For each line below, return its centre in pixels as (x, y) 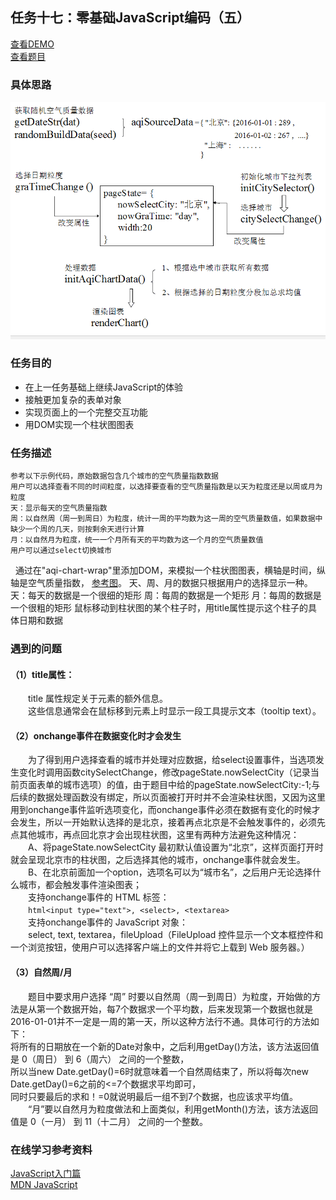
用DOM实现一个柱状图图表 (79, 424)
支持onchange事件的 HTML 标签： (98, 897)
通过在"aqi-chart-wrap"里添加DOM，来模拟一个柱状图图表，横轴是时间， (165, 570)
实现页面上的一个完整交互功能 (86, 412)
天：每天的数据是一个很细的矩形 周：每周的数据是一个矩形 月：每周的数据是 (166, 595)
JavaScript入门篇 (46, 1173)
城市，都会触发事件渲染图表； (80, 885)
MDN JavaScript (44, 1184)
